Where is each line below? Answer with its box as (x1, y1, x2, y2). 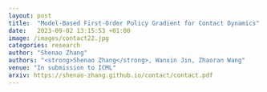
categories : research (8, 42, 81, 50)
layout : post (8, 11, 52, 20)
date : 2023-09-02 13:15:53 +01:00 (8, 26, 131, 34)
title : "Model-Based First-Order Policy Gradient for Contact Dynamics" (8, 19, 261, 27)
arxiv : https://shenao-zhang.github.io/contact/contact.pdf (8, 71, 214, 79)
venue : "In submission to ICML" (8, 64, 116, 72)
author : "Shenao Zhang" (8, 49, 88, 57)
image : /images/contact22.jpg (8, 34, 110, 42)
